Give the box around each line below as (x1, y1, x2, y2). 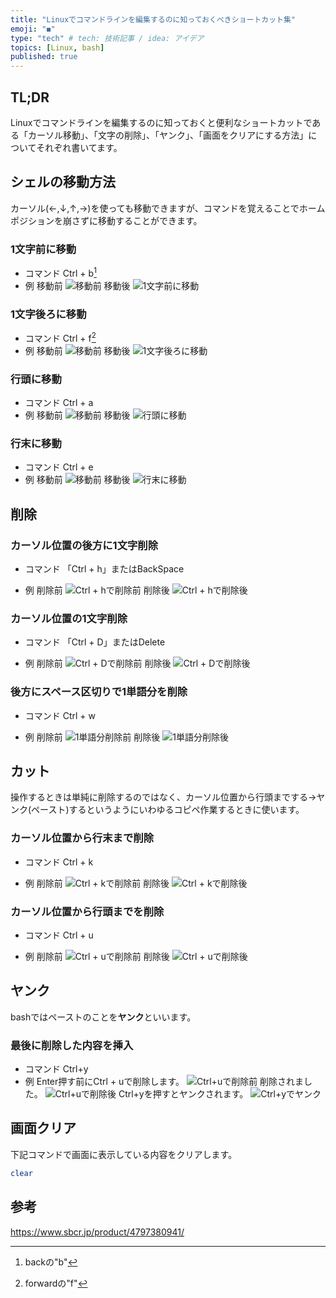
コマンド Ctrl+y (24, 1063, 89, 1075)
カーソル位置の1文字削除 (10, 611, 128, 625)
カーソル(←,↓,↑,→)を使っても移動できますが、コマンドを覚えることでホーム (10, 202, 326, 214)
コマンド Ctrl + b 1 (24, 266, 97, 279)
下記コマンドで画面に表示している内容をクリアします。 (10, 1148, 238, 1160)
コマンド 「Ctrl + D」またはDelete (24, 636, 166, 648)
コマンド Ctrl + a (24, 396, 94, 408)
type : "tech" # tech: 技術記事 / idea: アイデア (10, 33, 205, 43)
